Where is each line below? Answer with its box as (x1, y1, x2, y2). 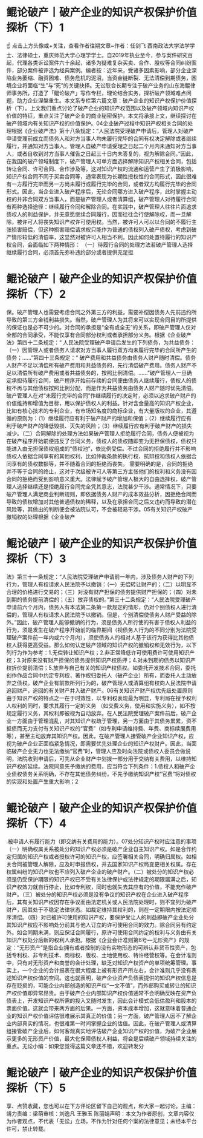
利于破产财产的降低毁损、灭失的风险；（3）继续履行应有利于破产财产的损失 (6, 422, 192, 429)
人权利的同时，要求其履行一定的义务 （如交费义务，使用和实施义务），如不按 (6, 702, 196, 709)
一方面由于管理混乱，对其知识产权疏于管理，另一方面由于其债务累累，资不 (11, 717, 197, 724)
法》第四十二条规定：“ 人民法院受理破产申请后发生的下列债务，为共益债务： (6, 338, 196, 346)
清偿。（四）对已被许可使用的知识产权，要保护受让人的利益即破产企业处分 (11, 914, 195, 921)
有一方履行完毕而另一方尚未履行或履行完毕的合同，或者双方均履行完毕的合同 (6, 180, 197, 187)
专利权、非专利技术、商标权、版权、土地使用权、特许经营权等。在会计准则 (11, 951, 197, 958)
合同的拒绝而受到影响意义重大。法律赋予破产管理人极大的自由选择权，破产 (6, 475, 192, 482)
